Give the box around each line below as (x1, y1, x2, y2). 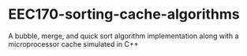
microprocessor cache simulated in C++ (8, 39, 140, 48)
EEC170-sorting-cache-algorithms (8, 5, 240, 23)
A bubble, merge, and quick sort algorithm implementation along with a (8, 31, 239, 40)
